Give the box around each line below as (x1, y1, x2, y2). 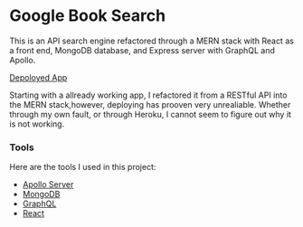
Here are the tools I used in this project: (9, 162, 156, 173)
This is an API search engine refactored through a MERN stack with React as (9, 35, 294, 46)
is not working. (9, 118, 65, 129)
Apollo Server (22, 179, 74, 190)
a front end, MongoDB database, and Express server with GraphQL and (9, 44, 276, 55)
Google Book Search (9, 5, 166, 26)
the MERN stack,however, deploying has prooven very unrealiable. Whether (9, 99, 291, 109)
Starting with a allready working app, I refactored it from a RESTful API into (9, 90, 288, 100)
